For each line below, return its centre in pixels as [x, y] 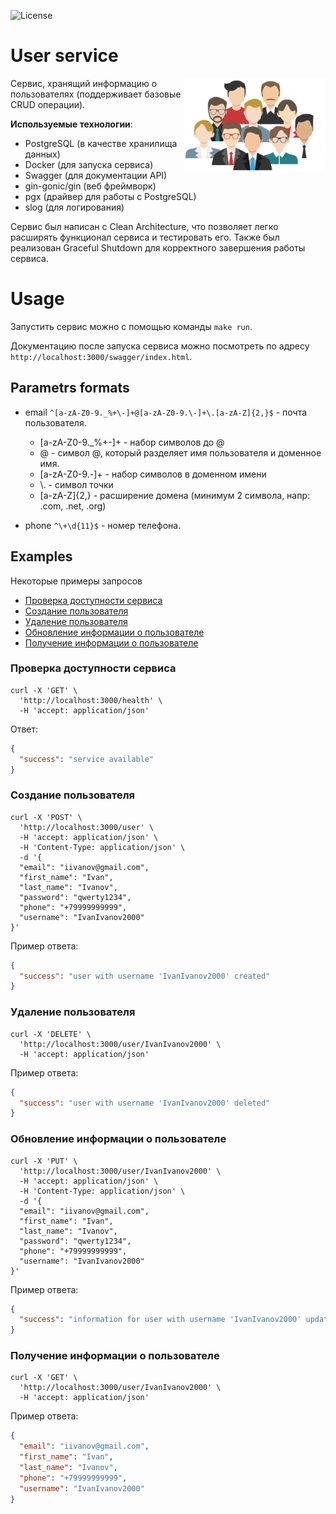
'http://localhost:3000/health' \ [91, 700]
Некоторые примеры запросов [76, 581]
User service [64, 56]
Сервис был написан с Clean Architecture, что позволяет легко [144, 226]
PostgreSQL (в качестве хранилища [101, 143]
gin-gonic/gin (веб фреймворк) [90, 186]
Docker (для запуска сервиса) [89, 164]
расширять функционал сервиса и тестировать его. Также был [145, 237]
